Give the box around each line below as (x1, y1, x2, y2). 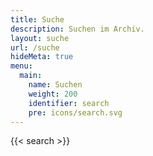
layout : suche (10, 33, 70, 43)
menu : (10, 61, 33, 71)
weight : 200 (28, 89, 78, 99)
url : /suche (10, 42, 60, 53)
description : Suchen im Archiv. (10, 24, 145, 34)
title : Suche (10, 14, 65, 25)
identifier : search (28, 98, 110, 108)
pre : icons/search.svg (28, 107, 123, 118)
